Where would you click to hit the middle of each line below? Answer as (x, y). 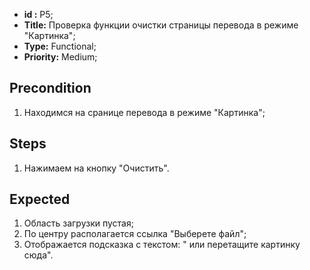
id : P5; (38, 14)
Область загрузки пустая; (78, 223)
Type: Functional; (60, 46)
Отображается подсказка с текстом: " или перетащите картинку (162, 245)
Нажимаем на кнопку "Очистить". (96, 168)
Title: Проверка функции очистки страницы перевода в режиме (161, 25)
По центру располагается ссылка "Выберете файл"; (135, 234)
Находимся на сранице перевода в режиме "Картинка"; (144, 112)
